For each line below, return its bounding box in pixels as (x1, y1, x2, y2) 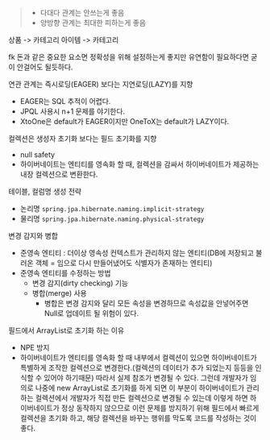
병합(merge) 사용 (31, 288, 87, 297)
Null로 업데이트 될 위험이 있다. (44, 309, 139, 318)
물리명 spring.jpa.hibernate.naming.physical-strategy (19, 214, 205, 223)
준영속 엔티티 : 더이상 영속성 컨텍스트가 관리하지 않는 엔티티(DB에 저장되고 (19, 248, 254, 257)
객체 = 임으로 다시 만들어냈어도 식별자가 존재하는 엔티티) (35, 258, 213, 268)
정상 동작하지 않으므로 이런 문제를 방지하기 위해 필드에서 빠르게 (61, 403, 260, 413)
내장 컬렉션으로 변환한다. (19, 169, 98, 179)
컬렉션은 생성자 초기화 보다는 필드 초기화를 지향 (8, 134, 157, 143)
